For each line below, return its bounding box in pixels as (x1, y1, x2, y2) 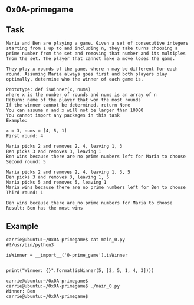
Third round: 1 (6, 190, 44, 196)
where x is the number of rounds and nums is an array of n (6, 92, 157, 98)
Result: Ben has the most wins (6, 205, 83, 211)
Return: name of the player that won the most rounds (6, 97, 142, 103)
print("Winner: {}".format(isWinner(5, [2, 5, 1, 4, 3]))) (6, 268, 154, 274)
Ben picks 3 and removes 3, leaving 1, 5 (6, 174, 110, 180)
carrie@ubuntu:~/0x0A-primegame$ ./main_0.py (6, 283, 120, 289)
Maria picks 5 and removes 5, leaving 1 (6, 180, 107, 185)
